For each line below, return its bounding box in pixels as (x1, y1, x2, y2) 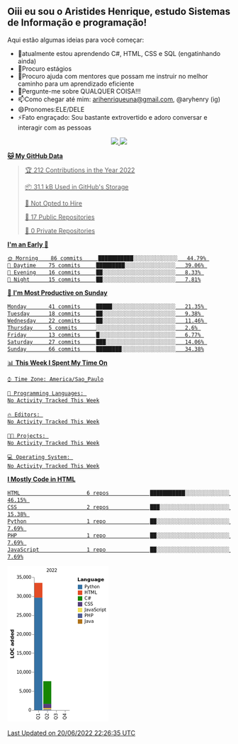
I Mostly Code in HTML (7, 475, 76, 483)
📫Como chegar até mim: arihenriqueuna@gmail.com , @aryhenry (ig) (17, 95, 221, 103)
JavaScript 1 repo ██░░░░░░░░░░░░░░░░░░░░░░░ (7, 546, 230, 553)
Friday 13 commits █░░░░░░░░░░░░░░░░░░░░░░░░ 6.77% (7, 331, 201, 339)
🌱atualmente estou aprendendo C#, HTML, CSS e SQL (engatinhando (17, 49, 221, 57)
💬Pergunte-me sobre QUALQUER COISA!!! (17, 86, 142, 95)
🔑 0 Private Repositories (24, 226, 96, 235)
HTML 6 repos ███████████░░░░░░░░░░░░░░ (7, 489, 230, 497)
